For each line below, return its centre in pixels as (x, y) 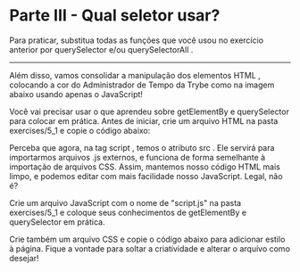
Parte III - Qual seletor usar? (115, 16)
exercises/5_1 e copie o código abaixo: (80, 130)
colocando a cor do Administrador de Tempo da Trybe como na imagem (142, 85)
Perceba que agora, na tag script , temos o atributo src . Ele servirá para (142, 147)
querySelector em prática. (57, 222)
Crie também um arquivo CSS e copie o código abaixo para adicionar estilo (147, 239)
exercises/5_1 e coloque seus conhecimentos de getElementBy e (128, 212)
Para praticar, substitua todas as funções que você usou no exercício (137, 40)
